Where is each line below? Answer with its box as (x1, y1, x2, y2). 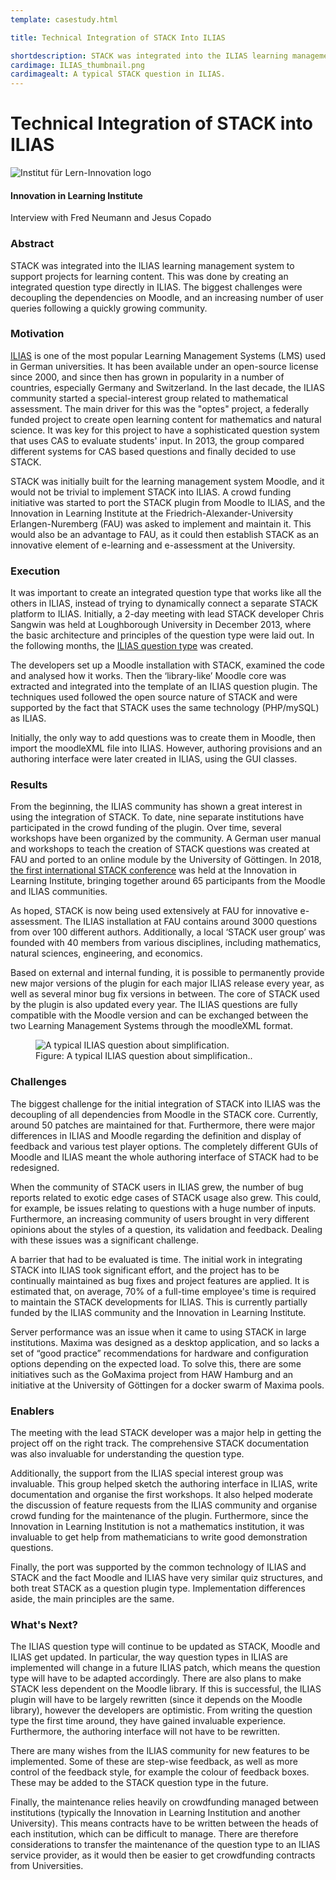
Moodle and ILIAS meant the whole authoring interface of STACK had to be (10, 1151, 319, 1163)
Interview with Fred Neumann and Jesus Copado (10, 212, 212, 224)
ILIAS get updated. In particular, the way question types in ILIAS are (10, 1651, 288, 1663)
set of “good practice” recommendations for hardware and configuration (10, 1347, 309, 1359)
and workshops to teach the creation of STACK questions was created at (10, 843, 310, 855)
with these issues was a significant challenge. (10, 1234, 200, 1246)
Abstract (10, 237, 55, 251)
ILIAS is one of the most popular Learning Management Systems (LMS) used (10, 349, 326, 361)
